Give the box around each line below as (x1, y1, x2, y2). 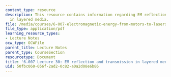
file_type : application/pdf (5, 26, 65, 31)
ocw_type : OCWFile (5, 41, 44, 46)
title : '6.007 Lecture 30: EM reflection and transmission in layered (5, 59, 158, 64)
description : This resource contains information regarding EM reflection (5, 12, 167, 17)
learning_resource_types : (5, 31, 60, 36)
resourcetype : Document (5, 54, 56, 60)
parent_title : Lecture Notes (5, 45, 67, 50)
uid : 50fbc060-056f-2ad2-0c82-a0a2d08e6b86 (5, 64, 99, 69)
